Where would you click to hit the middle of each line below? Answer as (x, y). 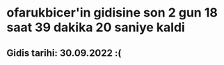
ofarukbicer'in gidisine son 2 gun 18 (112, 13)
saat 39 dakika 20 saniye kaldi (96, 27)
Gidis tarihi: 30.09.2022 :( (64, 53)
